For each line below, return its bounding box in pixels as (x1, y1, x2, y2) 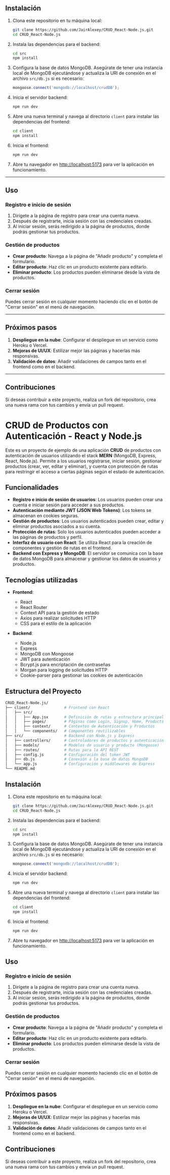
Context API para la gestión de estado (20, 610, 100, 616)
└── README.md (5, 766, 35, 771)
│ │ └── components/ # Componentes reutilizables (5, 728, 125, 734)
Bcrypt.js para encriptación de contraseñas (20, 662, 111, 668)
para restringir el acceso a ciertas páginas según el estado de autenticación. (5, 468, 165, 474)
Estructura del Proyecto (5, 687, 82, 695)
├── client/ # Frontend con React (5, 705, 110, 710)
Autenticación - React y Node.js (5, 430, 142, 442)
